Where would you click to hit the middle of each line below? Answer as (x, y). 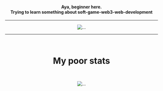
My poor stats (81, 61)
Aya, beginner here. (81, 7)
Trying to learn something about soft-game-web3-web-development (81, 12)
